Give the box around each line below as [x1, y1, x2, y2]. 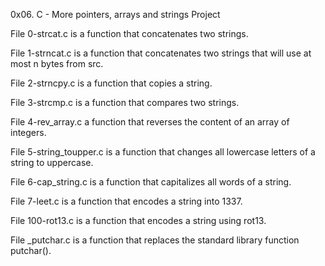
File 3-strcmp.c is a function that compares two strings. [10, 97, 240, 108]
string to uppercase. [10, 157, 94, 168]
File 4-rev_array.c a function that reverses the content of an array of [10, 116, 290, 128]
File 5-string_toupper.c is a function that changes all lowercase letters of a [10, 146, 316, 158]
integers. [10, 127, 47, 138]
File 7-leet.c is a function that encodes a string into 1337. [10, 195, 243, 207]
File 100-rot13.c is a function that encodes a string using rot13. [10, 215, 267, 226]
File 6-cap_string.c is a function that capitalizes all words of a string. [10, 176, 292, 188]
